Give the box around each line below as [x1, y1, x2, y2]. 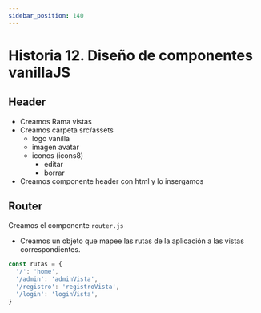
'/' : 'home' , [15, 268, 59, 276]
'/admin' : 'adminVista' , [15, 275, 98, 283]
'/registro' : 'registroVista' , [15, 283, 120, 291]
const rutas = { [8, 260, 62, 269]
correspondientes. [19, 245, 81, 254]
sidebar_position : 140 [8, 11, 84, 20]
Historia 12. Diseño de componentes [8, 46, 254, 64]
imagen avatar [31, 142, 80, 152]
